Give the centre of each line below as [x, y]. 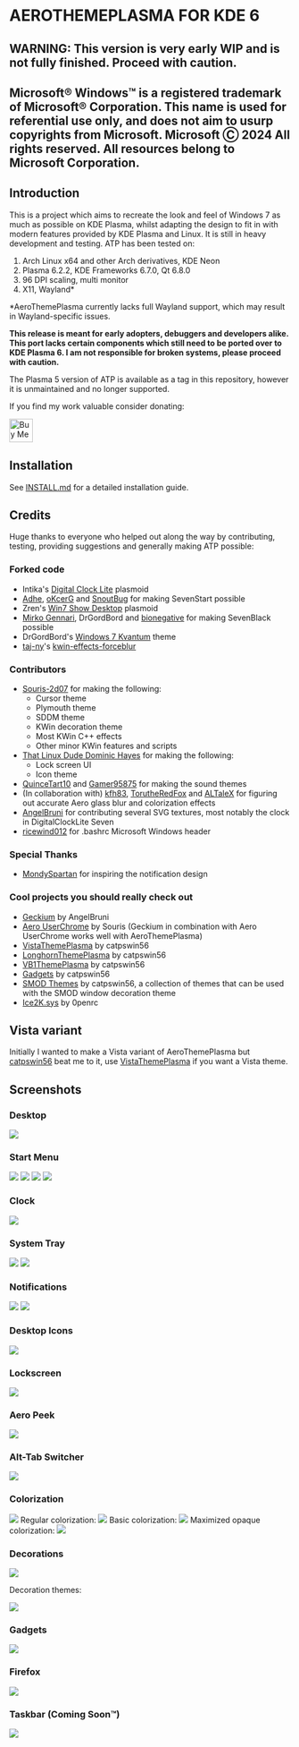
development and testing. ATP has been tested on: [102, 243]
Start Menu [34, 1157]
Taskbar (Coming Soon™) [65, 1714]
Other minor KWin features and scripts [106, 746]
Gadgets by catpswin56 [66, 974]
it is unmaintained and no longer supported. [89, 388]
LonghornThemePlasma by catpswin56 [94, 955]
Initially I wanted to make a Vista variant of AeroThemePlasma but [130, 1052]
